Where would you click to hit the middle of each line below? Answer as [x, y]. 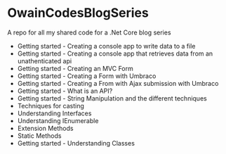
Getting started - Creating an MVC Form [75, 68]
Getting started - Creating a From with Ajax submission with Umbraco [118, 83]
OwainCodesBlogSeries [78, 13]
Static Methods [39, 136]
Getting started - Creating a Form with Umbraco [87, 76]
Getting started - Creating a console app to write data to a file [106, 46]
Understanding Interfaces [54, 113]
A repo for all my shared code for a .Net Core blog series [89, 32]
